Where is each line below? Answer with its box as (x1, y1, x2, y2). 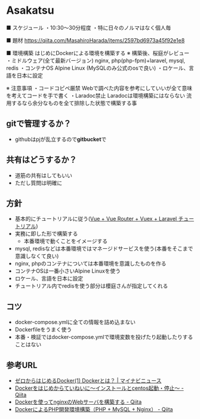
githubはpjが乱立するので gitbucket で (14, 135, 107, 143)
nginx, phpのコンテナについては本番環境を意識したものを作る (14, 260, 167, 267)
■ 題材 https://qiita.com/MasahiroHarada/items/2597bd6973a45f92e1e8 (6, 36, 185, 44)
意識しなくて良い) (14, 252, 59, 260)
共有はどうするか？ (6, 155, 77, 165)
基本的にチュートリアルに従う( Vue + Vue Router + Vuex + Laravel (14, 215, 177, 223)
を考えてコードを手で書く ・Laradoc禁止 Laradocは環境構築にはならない (6, 92, 185, 99)
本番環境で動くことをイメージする (23, 238, 108, 245)
